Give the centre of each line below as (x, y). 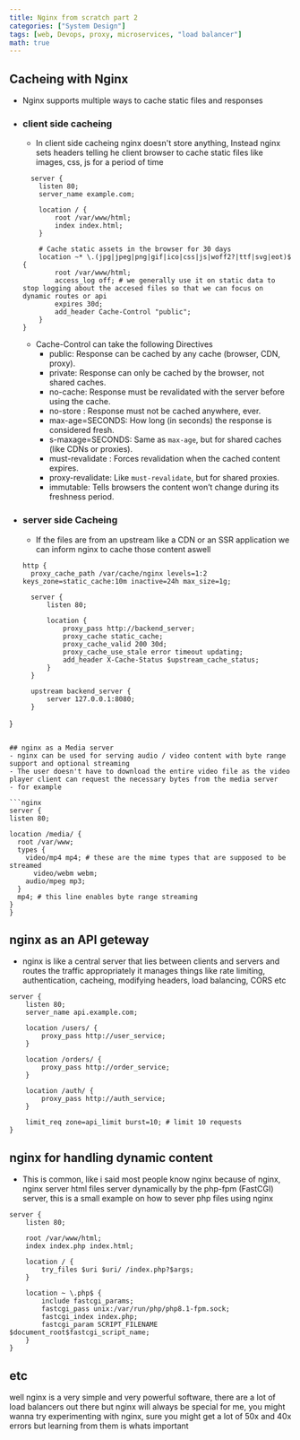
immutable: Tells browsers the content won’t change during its (164, 487)
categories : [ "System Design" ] (68, 26)
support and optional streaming (69, 763)
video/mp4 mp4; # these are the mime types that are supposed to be (156, 857)
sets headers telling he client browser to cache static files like (150, 152)
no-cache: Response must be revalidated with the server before (167, 392)
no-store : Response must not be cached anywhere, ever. (155, 411)
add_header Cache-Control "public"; (123, 312)
